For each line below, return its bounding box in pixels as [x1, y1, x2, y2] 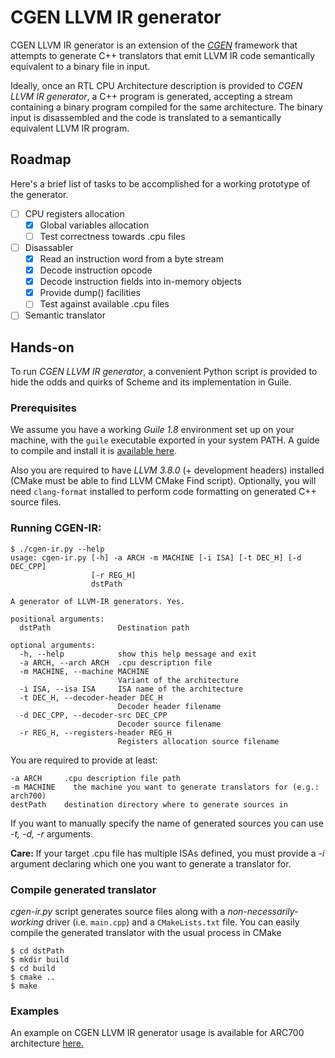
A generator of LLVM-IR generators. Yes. [10, 596, 186, 606]
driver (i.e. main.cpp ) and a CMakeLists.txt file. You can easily [46, 916, 300, 928]
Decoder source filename [117, 719, 222, 729]
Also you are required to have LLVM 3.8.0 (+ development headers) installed [10, 464, 325, 476]
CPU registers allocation [24, 207, 125, 220]
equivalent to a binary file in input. [10, 60, 151, 72]
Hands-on [10, 339, 75, 356]
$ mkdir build [10, 955, 70, 965]
